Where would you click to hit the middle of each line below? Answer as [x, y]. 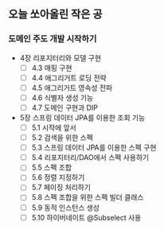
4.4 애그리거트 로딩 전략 [69, 77]
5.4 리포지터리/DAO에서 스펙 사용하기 [90, 158]
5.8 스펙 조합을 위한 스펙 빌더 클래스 [88, 197]
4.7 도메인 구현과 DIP [64, 107]
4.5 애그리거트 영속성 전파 [72, 88]
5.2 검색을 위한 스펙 [62, 138]
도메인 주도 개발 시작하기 [53, 39]
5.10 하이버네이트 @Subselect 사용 [86, 217]
